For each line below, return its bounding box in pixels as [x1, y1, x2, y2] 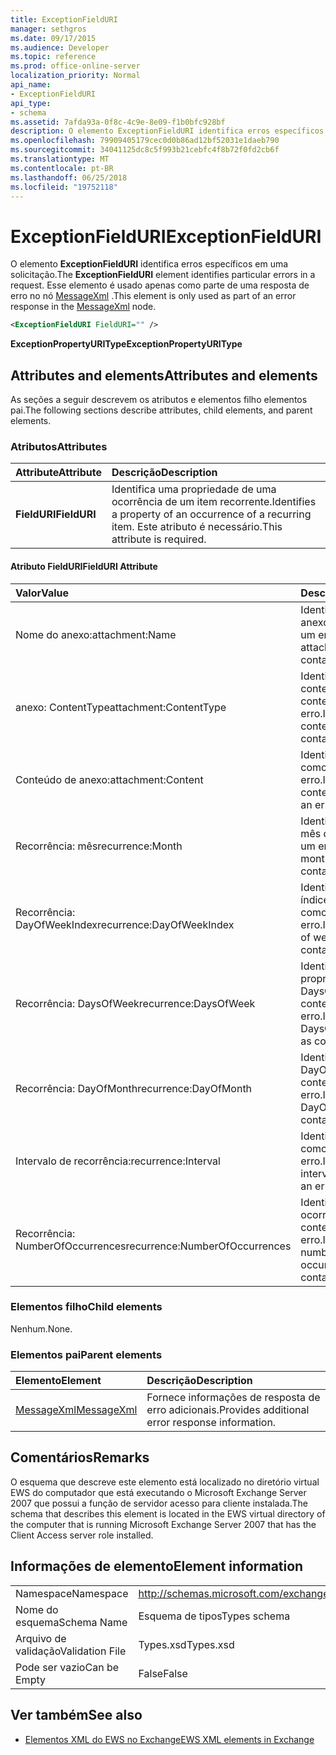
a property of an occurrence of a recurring [111, 507, 312, 521]
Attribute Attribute [15, 466, 102, 480]
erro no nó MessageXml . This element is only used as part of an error [10, 290, 297, 302]
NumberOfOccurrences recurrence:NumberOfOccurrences [15, 1239, 292, 1253]
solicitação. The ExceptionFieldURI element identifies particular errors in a [10, 269, 316, 281]
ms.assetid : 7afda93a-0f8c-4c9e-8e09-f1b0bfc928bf [10, 117, 226, 127]
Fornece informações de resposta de [146, 1391, 321, 1405]
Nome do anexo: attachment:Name [15, 627, 177, 641]
